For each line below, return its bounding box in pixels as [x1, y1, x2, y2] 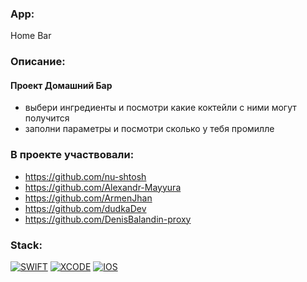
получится [24, 112, 70, 124]
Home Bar [10, 30, 52, 42]
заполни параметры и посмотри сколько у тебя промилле [24, 123, 275, 135]
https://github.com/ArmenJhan [24, 192, 153, 204]
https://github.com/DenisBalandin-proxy [24, 213, 192, 225]
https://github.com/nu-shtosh [24, 170, 147, 182]
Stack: [10, 238, 43, 252]
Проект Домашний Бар [10, 79, 113, 91]
